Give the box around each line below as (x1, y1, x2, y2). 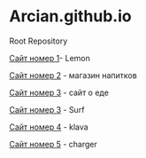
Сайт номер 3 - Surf (9, 104, 85, 115)
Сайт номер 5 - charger (9, 138, 97, 149)
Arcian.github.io (9, 6, 132, 27)
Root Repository (9, 36, 68, 46)
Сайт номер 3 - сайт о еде (9, 87, 109, 98)
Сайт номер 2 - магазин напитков (9, 69, 137, 81)
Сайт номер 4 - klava (9, 122, 88, 132)
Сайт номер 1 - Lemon (9, 52, 90, 63)
